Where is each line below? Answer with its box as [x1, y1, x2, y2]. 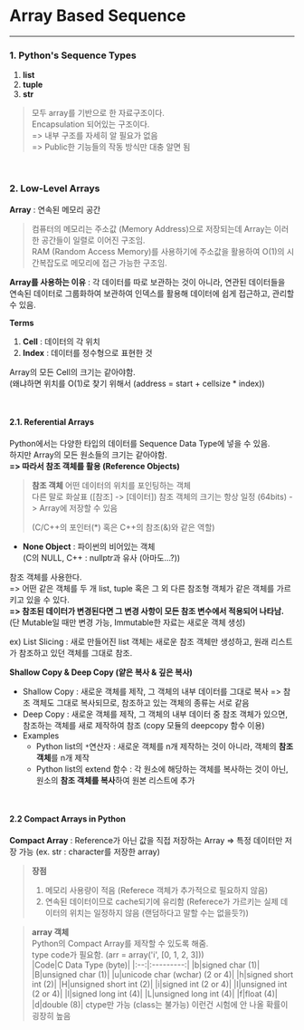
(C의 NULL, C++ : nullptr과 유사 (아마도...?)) [22, 552, 181, 563]
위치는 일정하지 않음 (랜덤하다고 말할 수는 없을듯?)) [69, 907, 249, 918]
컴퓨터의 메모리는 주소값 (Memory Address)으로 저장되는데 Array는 [31, 223, 272, 234]
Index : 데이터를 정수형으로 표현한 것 [22, 347, 153, 358]
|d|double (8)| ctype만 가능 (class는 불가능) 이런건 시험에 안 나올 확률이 [31, 998, 289, 1010]
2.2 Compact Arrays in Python [9, 813, 127, 824]
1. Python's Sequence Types [9, 49, 138, 62]
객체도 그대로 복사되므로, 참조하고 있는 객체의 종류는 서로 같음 [32, 697, 250, 708]
